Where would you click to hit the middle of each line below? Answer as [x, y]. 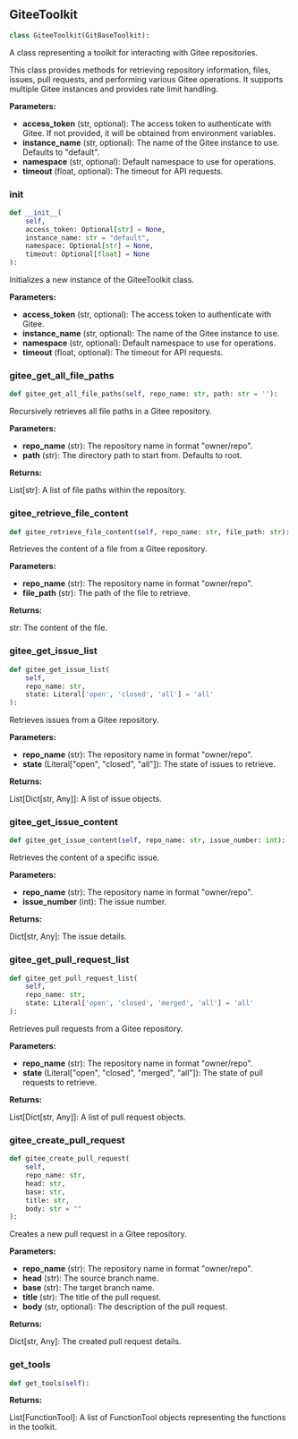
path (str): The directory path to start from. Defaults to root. [132, 456]
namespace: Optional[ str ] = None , [89, 246]
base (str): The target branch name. [88, 1288]
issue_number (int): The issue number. [94, 902]
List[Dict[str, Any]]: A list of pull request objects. [98, 1117]
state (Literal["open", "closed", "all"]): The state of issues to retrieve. [149, 764]
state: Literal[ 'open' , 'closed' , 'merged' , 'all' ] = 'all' [140, 1003]
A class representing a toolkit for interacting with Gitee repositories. [134, 52]
